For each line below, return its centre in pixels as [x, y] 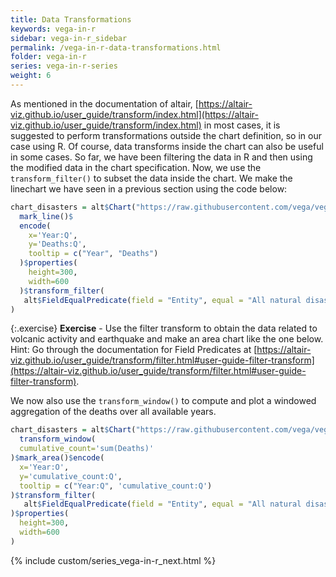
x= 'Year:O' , [44, 467]
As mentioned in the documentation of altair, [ [104, 103]
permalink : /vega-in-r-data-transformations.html [116, 47]
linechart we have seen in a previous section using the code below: [149, 188]
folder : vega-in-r [48, 57]
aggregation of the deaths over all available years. [113, 412]
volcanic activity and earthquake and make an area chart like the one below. [167, 339]
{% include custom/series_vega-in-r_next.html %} [113, 560]
